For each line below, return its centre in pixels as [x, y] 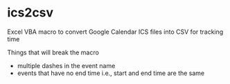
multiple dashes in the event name [66, 65]
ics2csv [30, 13]
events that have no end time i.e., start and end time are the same [111, 73]
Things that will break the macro [53, 52]
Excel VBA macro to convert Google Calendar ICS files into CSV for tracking [115, 32]
